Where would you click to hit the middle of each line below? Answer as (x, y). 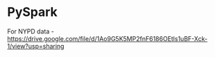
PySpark (32, 12)
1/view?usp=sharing (36, 46)
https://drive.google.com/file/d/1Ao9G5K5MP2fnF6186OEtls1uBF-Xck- (108, 38)
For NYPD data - (31, 31)
